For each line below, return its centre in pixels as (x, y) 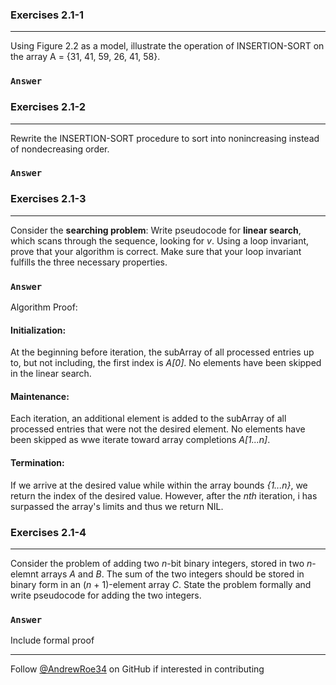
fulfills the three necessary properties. (89, 262)
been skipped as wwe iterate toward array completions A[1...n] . (140, 440)
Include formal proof (52, 640)
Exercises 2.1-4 (48, 532)
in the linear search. (51, 374)
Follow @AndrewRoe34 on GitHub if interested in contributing (137, 669)
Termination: (37, 463)
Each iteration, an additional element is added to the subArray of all (148, 419)
